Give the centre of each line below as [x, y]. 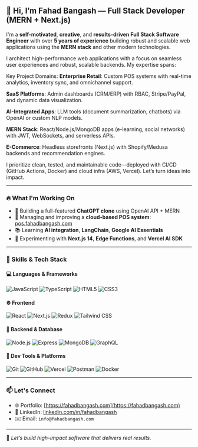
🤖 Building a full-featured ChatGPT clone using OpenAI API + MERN [97, 211]
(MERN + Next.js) [38, 20]
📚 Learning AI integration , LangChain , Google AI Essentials [89, 230]
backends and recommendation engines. [56, 153]
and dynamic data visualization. [44, 100]
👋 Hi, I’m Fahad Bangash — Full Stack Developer [95, 11]
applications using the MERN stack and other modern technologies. [88, 47]
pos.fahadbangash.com [43, 223]
